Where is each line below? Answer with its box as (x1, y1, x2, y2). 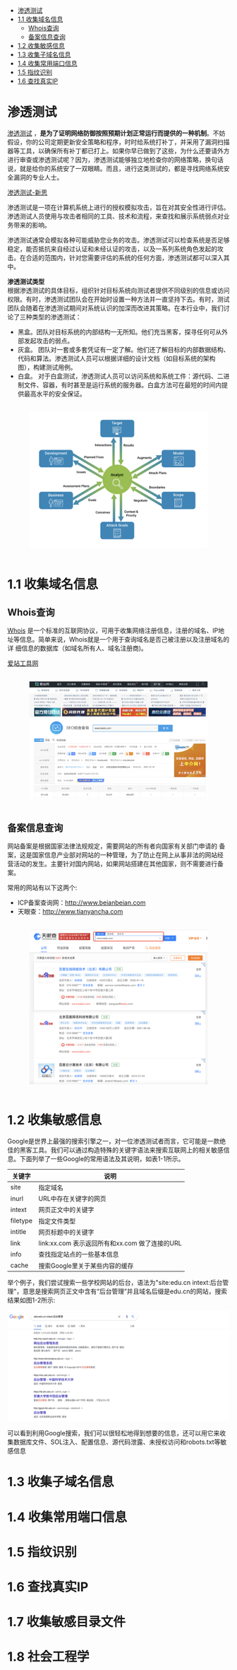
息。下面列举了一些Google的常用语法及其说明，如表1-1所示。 (7, 1155, 185, 1163)
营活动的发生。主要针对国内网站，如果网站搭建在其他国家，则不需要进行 (7, 859, 217, 868)
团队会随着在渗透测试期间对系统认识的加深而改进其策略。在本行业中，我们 (7, 303, 224, 312)
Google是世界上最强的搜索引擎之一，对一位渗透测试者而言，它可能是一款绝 (7, 1137, 226, 1146)
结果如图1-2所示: (7, 1296, 56, 1305)
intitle (10, 1228, 27, 1236)
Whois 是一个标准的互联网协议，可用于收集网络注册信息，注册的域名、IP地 (7, 626, 224, 635)
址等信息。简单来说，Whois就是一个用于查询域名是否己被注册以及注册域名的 (7, 635, 230, 644)
